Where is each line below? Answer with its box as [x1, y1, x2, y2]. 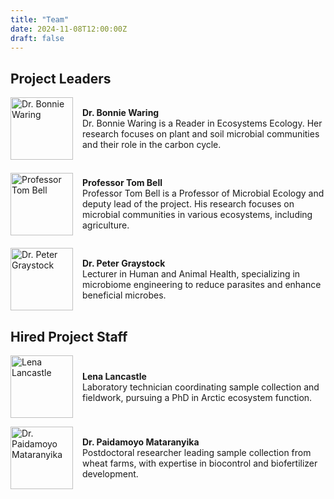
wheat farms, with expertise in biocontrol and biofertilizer [82, 457, 318, 469]
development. [82, 468, 139, 480]
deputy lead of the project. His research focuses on [82, 198, 295, 210]
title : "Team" [10, 14, 70, 25]
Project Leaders [10, 70, 112, 87]
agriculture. [82, 219, 130, 231]
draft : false [10, 33, 65, 43]
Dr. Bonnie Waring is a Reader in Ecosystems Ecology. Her [82, 117, 323, 130]
